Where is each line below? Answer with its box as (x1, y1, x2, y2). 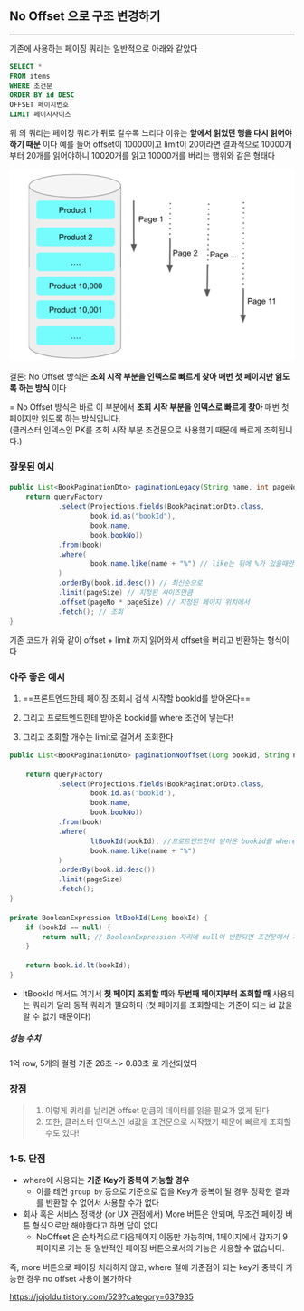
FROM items (9, 72, 51, 81)
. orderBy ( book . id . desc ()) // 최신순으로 (57, 578, 204, 588)
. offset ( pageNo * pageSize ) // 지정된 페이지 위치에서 (57, 597, 251, 607)
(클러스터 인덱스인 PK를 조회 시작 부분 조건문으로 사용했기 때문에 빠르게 (9, 424, 262, 435)
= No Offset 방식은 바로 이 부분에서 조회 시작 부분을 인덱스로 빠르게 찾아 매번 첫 (9, 402, 290, 413)
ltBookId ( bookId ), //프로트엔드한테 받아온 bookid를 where (90, 837, 297, 846)
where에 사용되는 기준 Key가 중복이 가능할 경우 (22, 1175, 190, 1186)
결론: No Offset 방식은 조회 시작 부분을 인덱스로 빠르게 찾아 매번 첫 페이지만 (9, 371, 274, 383)
